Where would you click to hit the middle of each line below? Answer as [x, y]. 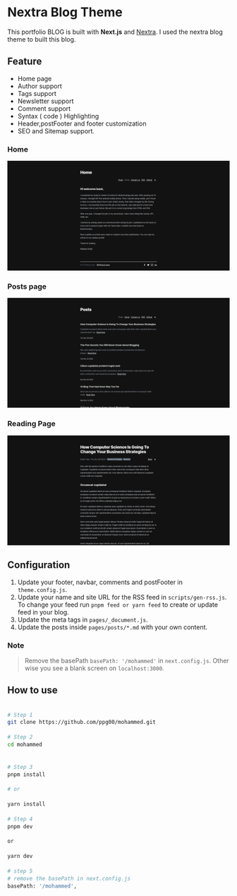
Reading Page [32, 424]
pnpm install [26, 774]
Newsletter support [45, 101]
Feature [25, 62]
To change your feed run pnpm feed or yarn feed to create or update [118, 605]
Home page [35, 78]
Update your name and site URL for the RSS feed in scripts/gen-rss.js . [122, 597]
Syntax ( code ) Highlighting [58, 116]
